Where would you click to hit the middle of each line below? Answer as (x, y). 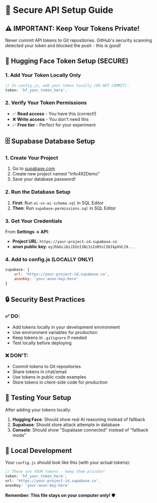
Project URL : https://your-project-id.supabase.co (65, 241)
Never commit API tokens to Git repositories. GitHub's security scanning (79, 40)
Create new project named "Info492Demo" (56, 174)
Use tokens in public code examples (49, 377)
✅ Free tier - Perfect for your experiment (54, 125)
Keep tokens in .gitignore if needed (50, 337)
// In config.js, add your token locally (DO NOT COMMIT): (67, 85)
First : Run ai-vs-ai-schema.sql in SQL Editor (58, 203)
